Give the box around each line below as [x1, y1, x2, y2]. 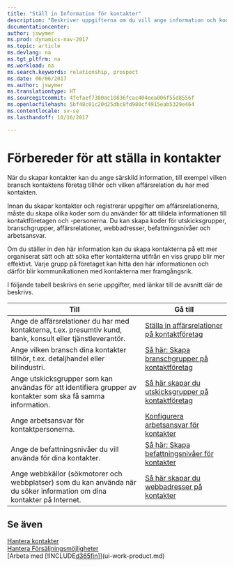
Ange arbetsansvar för [10, 416, 85, 425]
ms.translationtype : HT [7, 88, 77, 95]
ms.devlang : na [7, 50, 52, 56]
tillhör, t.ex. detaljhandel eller [10, 354, 105, 363]
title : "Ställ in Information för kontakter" [7, 10, 141, 17]
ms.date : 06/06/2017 [7, 75, 68, 82]
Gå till [173, 304, 194, 314]
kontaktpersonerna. [10, 424, 75, 434]
